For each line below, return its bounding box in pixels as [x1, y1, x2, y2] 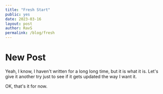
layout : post [5, 21, 33, 26]
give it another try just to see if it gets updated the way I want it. [5, 73, 137, 80]
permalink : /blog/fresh [5, 30, 55, 35]
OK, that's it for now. [5, 83, 48, 89]
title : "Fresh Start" [5, 7, 51, 12]
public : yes [5, 12, 30, 17]
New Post [5, 52, 46, 63]
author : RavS [5, 26, 33, 31]
